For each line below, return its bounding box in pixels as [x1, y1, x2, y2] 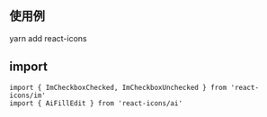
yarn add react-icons [9, 32, 87, 43]
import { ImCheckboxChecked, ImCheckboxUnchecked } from [9, 83, 227, 92]
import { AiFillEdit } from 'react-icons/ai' [9, 98, 182, 108]
